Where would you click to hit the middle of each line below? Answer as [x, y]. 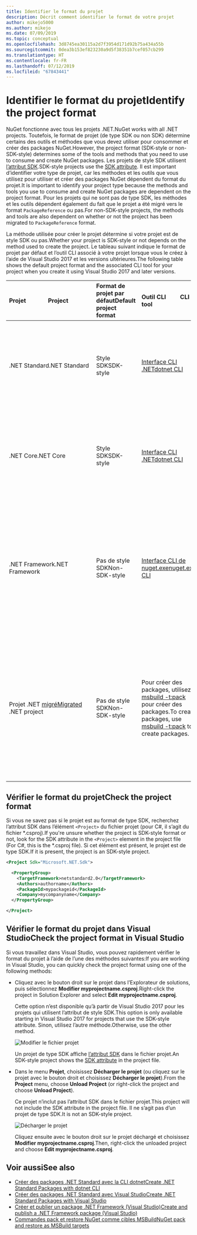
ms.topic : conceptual [33, 39]
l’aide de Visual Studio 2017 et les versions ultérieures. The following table [95, 259]
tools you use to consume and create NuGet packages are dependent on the [98, 192]
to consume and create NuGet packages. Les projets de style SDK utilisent [96, 160]
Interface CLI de [164, 561]
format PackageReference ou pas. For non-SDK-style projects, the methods [95, 210]
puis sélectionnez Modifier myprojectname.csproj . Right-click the [94, 989]
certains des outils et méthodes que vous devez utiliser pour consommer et [97, 142]
